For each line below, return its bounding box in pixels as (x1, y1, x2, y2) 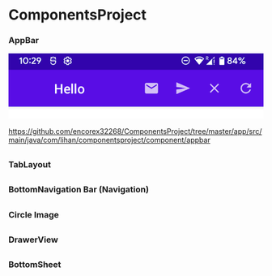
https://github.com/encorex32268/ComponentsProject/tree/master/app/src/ (8, 127, 262, 136)
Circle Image (8, 209, 59, 220)
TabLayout (8, 158, 51, 170)
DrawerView (8, 234, 58, 245)
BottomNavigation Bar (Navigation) (8, 184, 150, 196)
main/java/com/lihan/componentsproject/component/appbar (8, 136, 210, 145)
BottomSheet (8, 259, 62, 270)
